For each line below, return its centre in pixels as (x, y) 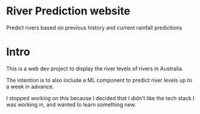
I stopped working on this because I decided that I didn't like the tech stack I (100, 98)
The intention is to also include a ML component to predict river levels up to (99, 80)
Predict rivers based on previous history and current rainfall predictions (94, 28)
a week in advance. (30, 86)
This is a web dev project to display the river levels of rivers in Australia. (95, 68)
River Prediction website (68, 11)
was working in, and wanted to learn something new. (71, 104)
